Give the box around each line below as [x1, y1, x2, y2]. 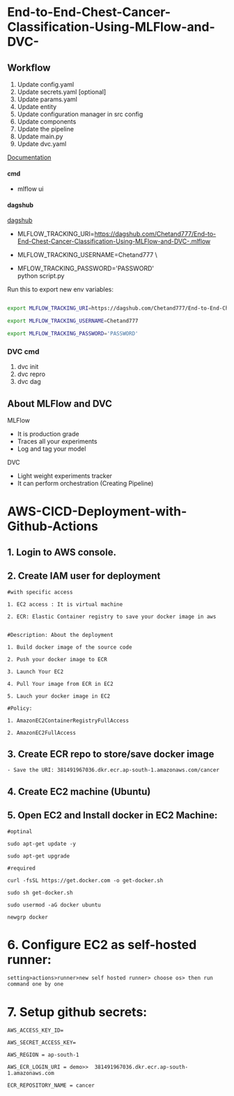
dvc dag [17, 377, 41, 386]
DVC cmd [7, 347, 40, 356]
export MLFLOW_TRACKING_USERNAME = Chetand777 [7, 317, 139, 325]
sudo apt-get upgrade [7, 852, 70, 860]
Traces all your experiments [17, 438, 97, 446]
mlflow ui [17, 185, 44, 193]
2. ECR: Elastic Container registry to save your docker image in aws [7, 613, 217, 620]
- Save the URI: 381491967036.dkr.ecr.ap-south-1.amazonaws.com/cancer [7, 767, 219, 774]
